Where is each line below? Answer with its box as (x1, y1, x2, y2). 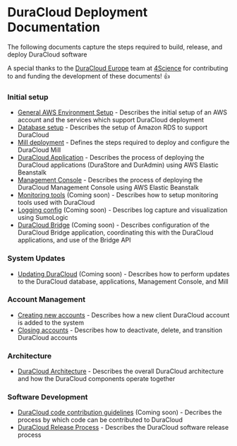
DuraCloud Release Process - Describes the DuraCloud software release (17, 423, 229, 432)
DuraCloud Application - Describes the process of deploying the (17, 153, 205, 162)
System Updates (7, 254, 66, 264)
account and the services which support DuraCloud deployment (17, 116, 205, 124)
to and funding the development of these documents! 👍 (7, 71, 171, 80)
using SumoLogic (17, 213, 68, 222)
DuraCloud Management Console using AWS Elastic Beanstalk (17, 183, 199, 192)
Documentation (7, 19, 101, 35)
